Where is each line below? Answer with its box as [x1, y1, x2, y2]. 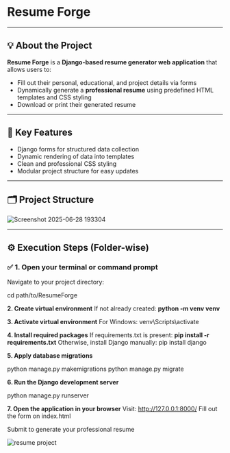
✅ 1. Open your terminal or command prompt [7, 262, 159, 271]
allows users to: [7, 65, 51, 73]
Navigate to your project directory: [7, 278, 105, 286]
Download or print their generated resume [16, 100, 136, 108]
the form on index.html [7, 412, 71, 420]
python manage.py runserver [7, 391, 89, 400]
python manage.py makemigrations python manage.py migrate [7, 365, 184, 374]
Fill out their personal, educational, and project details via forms [16, 78, 197, 86]
